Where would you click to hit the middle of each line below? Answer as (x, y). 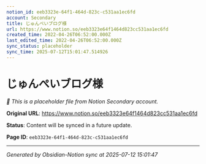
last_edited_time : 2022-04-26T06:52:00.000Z (64, 40)
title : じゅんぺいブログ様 (37, 23)
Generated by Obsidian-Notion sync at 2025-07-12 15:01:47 (82, 154)
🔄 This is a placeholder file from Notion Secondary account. (82, 101)
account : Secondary (31, 18)
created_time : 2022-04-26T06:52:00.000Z (59, 35)
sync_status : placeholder (39, 47)
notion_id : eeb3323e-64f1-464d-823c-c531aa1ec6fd (71, 12)
